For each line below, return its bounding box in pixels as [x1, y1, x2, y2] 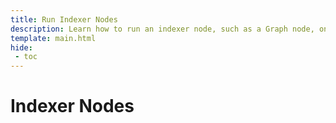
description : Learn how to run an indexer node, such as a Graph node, [10, 24, 315, 34]
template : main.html [10, 33, 97, 43]
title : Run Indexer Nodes [10, 14, 118, 25]
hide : [10, 42, 33, 53]
